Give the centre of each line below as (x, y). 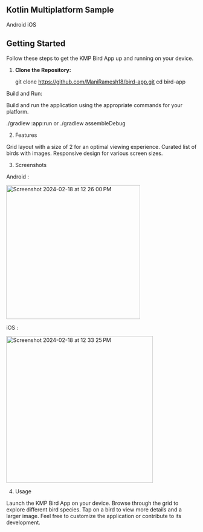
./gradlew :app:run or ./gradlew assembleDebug (66, 123)
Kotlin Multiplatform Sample (60, 10)
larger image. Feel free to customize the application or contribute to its (94, 516)
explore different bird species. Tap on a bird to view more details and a (94, 509)
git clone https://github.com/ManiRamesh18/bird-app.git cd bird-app (100, 82)
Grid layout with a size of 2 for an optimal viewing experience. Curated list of (101, 146)
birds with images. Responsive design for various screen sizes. (85, 153)
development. (23, 522)
